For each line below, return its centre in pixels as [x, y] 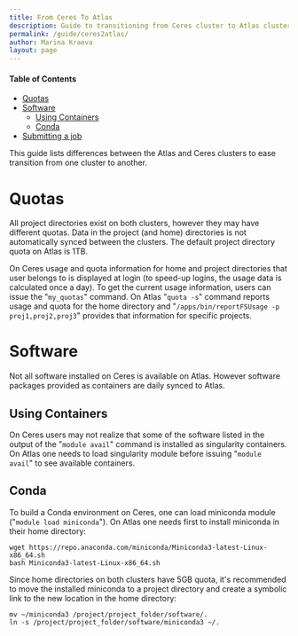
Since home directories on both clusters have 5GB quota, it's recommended [148, 579]
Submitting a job [52, 136]
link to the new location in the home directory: [93, 598]
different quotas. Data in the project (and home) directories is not [128, 232]
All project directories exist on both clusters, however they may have [134, 224]
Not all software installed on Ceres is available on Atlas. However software [145, 376]
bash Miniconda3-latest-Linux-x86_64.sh [85, 563]
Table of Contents [43, 79]
